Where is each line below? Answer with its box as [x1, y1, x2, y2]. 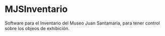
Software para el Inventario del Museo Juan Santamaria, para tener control [5, 20, 160, 26]
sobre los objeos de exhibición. [5, 25, 70, 31]
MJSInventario [5, 3, 68, 15]
